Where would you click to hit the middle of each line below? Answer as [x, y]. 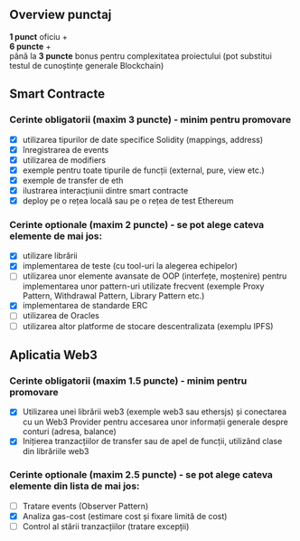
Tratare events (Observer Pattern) [85, 506]
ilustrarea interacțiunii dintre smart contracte [105, 190]
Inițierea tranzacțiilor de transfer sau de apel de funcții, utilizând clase [152, 441]
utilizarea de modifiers [64, 160]
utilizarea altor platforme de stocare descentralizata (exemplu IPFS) [148, 326]
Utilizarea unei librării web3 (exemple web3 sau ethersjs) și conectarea [155, 412]
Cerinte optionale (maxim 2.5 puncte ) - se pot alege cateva [141, 475]
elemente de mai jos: [56, 236]
